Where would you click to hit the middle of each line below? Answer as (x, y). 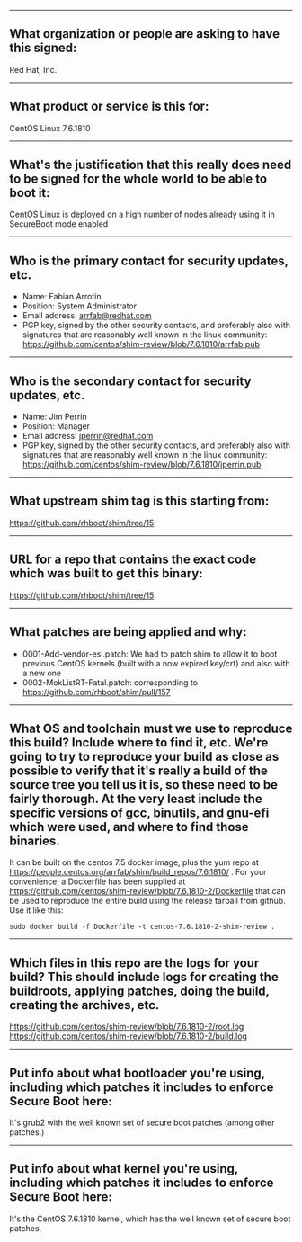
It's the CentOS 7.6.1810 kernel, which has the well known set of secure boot (150, 1219)
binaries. (35, 840)
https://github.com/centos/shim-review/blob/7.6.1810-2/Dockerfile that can (147, 891)
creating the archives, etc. (84, 1005)
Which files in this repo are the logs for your (134, 963)
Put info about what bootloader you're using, (137, 1072)
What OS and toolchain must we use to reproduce (151, 728)
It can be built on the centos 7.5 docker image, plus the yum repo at (134, 862)
